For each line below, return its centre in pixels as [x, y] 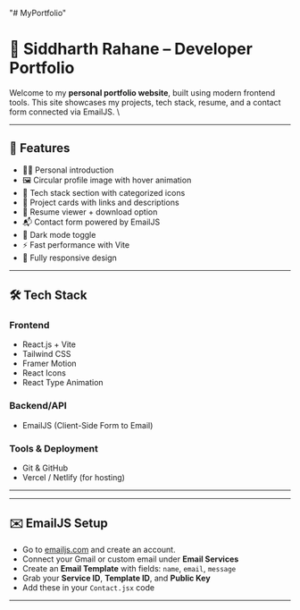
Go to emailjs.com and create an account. [99, 549]
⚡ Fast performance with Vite [76, 244]
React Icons [44, 373]
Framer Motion [50, 364]
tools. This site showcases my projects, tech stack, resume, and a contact [145, 102]
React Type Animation [63, 383]
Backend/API [38, 406]
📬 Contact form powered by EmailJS [91, 222]
